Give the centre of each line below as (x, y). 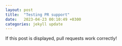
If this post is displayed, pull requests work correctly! (61, 38)
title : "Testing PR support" (38, 15)
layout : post (19, 10)
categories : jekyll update (34, 24)
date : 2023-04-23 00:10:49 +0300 (43, 19)
